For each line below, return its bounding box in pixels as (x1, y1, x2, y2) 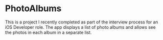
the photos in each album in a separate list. (5, 29, 92, 35)
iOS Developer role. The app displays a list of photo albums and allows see (5, 24, 156, 30)
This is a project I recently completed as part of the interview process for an (5, 19, 158, 25)
